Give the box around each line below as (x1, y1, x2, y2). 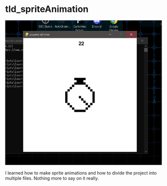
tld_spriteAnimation (5, 3, 88, 15)
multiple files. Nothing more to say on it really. (5, 176, 99, 182)
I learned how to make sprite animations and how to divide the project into (5, 170, 157, 176)
